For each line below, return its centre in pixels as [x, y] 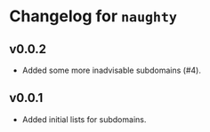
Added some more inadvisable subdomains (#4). [112, 70]
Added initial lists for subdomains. [84, 119]
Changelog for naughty [93, 16]
